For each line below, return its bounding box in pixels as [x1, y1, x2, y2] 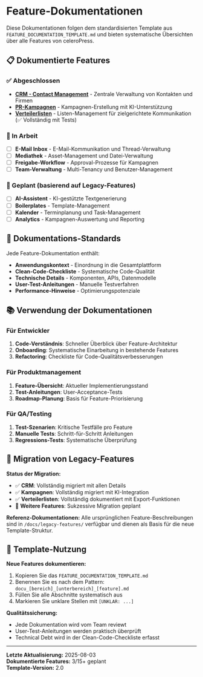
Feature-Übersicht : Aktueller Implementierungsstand [14, 382, 149, 389]
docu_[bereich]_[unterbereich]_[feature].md [14, 586, 129, 592]
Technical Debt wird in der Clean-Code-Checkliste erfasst [14, 634, 160, 641]
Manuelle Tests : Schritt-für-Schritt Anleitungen [14, 430, 134, 437]
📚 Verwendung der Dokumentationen [6, 305, 152, 315]
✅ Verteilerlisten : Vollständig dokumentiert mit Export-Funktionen [14, 495, 180, 503]
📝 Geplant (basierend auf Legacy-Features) [6, 182, 136, 190]
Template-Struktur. [6, 526, 53, 534]
